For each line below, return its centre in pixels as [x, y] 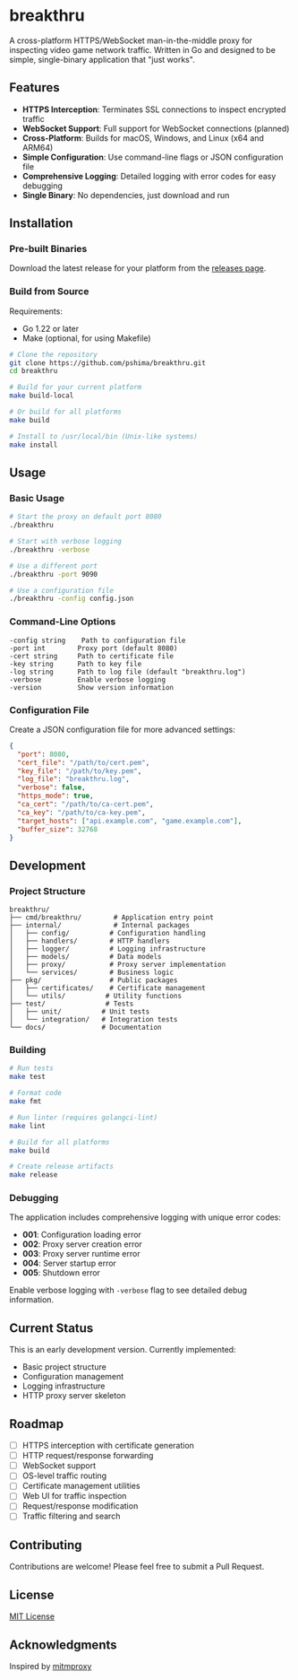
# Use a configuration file [62, 590]
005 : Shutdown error [61, 1273]
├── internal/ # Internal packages [100, 926]
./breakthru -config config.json [72, 599]
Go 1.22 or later [51, 328]
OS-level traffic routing [64, 1475]
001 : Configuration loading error [81, 1235]
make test [28, 1077]
